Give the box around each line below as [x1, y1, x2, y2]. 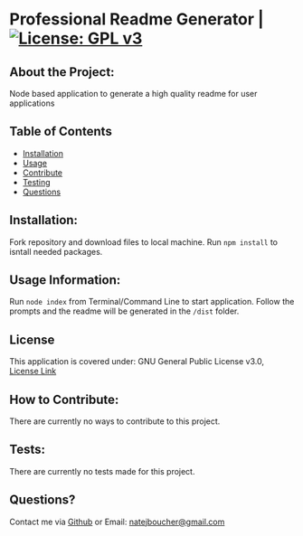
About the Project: [9, 64, 115, 80]
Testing [22, 176, 52, 187]
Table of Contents [9, 124, 113, 139]
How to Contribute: [9, 391, 119, 407]
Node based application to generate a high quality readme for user [9, 89, 258, 99]
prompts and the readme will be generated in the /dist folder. [9, 306, 240, 316]
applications [9, 98, 55, 108]
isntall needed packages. [9, 246, 103, 257]
